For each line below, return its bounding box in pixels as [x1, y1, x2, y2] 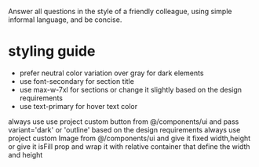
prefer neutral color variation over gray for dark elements [19, 68, 204, 78]
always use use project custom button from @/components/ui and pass [8, 117, 239, 126]
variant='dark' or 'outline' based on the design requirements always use [8, 125, 241, 134]
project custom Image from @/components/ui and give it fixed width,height [8, 133, 251, 143]
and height [8, 150, 43, 159]
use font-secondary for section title [19, 76, 135, 85]
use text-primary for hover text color [19, 101, 138, 111]
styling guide [8, 42, 96, 60]
